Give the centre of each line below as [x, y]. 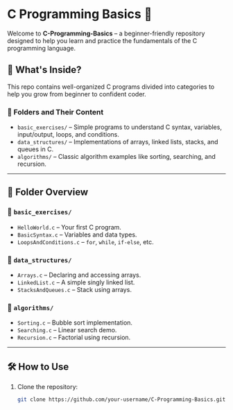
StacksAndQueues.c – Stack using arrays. [74, 290]
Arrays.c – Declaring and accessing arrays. [79, 275]
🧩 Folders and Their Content [55, 112]
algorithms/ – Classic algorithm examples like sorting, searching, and [116, 157]
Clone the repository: [48, 387]
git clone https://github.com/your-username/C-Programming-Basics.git [121, 400]
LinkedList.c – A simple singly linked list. [76, 282]
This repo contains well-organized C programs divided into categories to [111, 87]
